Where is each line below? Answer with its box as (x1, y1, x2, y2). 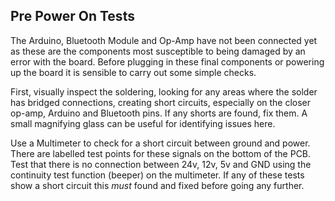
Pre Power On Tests (10, 8, 135, 25)
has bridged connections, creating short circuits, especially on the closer (10, 96, 312, 108)
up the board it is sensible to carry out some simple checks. (10, 66, 257, 78)
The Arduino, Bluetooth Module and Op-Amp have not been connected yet (10, 34, 318, 46)
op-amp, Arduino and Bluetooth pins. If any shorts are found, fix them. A (10, 107, 308, 119)
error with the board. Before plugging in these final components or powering (10, 55, 325, 68)
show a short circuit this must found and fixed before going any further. (10, 179, 305, 191)
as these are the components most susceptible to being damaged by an (10, 45, 306, 57)
